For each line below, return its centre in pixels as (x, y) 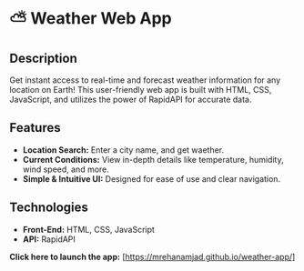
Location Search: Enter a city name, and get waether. (123, 150)
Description (43, 58)
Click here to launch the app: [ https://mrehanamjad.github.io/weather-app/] (152, 256)
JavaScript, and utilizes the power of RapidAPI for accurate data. (131, 99)
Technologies (49, 208)
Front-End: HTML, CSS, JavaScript (88, 229)
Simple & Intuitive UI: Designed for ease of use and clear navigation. (151, 178)
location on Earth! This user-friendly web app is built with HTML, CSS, (141, 90)
